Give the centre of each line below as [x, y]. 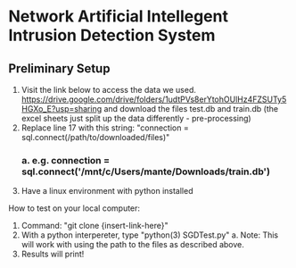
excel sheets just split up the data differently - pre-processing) [136, 118]
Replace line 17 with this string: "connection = [105, 128]
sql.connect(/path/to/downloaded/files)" [95, 137]
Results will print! [53, 254]
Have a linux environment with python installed [107, 191]
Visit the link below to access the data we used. [109, 90]
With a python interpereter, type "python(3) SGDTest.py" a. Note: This [149, 235]
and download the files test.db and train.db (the [191, 109]
